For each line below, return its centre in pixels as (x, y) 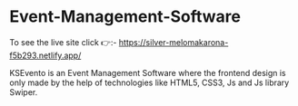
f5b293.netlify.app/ (45, 55)
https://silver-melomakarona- (174, 42)
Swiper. (24, 92)
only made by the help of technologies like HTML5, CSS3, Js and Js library (149, 82)
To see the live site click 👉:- (63, 42)
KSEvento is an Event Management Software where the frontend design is (148, 72)
